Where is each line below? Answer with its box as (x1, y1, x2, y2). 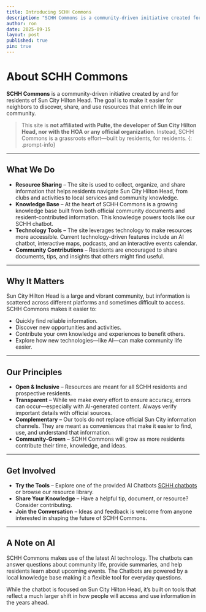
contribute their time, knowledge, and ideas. (15, 442, 127, 449)
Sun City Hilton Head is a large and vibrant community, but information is (6, 292, 191, 300)
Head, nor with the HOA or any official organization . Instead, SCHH (21, 128, 194, 135)
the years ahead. (6, 598, 49, 606)
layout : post (6, 32, 40, 38)
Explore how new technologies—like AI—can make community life (15, 337, 183, 344)
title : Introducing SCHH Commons (6, 9, 92, 15)
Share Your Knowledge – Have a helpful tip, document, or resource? (15, 495, 189, 502)
